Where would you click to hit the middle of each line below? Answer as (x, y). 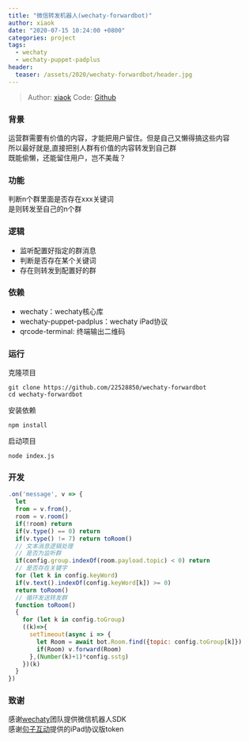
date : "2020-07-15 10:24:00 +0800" (67, 30)
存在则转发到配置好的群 (58, 270)
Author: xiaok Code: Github (72, 97)
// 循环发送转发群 (41, 597)
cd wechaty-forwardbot (45, 395)
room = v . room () (42, 516)
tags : (17, 45)
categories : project (42, 38)
